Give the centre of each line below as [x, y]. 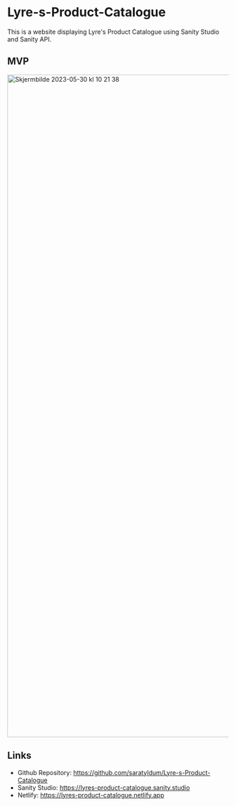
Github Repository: [45, 772]
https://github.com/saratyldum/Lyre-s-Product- [142, 772]
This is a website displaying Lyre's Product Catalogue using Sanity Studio [113, 32]
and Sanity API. [29, 39]
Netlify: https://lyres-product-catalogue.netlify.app [91, 795]
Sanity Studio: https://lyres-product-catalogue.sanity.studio [104, 787]
